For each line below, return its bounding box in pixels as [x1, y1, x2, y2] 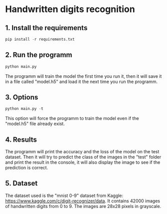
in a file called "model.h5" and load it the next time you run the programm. [5, 78, 158, 84]
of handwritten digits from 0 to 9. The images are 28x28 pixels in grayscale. [5, 203, 161, 209]
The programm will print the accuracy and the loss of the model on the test [5, 149, 159, 155]
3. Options [5, 93, 38, 101]
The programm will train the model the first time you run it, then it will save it [5, 73, 162, 79]
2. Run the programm [5, 51, 72, 59]
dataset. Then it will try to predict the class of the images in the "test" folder [5, 154, 161, 160]
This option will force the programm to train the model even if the [5, 116, 139, 122]
